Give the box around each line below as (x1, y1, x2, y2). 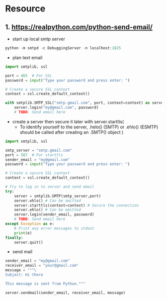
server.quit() (14, 240, 43, 245)
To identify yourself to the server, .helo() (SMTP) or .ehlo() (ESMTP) (19, 124, 159, 130)
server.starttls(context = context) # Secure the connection (14, 202, 139, 208)
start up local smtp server (12, 36, 66, 42)
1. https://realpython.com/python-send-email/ (5, 23, 153, 31)
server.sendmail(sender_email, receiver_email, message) (5, 290, 126, 295)
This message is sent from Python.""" (5, 281, 85, 286)
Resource (5, 3, 46, 14)
